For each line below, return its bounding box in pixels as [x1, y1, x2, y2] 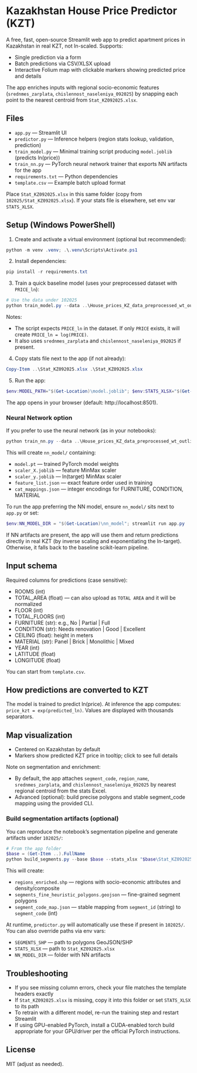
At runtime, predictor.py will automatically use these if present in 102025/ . [6, 921, 185, 928]
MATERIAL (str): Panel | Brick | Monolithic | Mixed [14, 638, 134, 645]
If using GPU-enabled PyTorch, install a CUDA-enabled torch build [14, 1022, 175, 1029]
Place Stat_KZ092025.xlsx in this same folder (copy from [6, 190, 142, 198]
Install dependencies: [14, 258, 67, 265]
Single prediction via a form [14, 54, 81, 61]
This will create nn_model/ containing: [6, 449, 96, 456]
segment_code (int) [14, 910, 58, 917]
